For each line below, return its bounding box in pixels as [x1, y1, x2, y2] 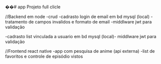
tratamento [5, 19, 28, 24]
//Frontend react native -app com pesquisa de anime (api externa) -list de [5, 48, 155, 54]
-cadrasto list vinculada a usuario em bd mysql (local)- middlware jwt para [5, 34, 157, 39]
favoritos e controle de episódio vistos [5, 53, 83, 59]
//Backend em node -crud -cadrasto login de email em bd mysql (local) [5, 14, 150, 20]
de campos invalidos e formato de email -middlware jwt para [28, 19, 152, 24]
